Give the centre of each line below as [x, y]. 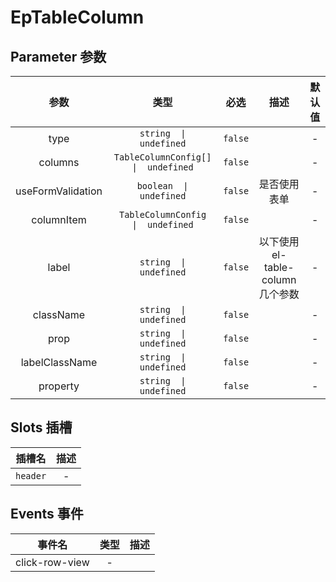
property [59, 386]
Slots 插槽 [41, 427]
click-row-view [52, 562]
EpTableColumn [77, 17]
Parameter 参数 [58, 56]
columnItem [59, 219]
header [31, 475]
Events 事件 [47, 514]
